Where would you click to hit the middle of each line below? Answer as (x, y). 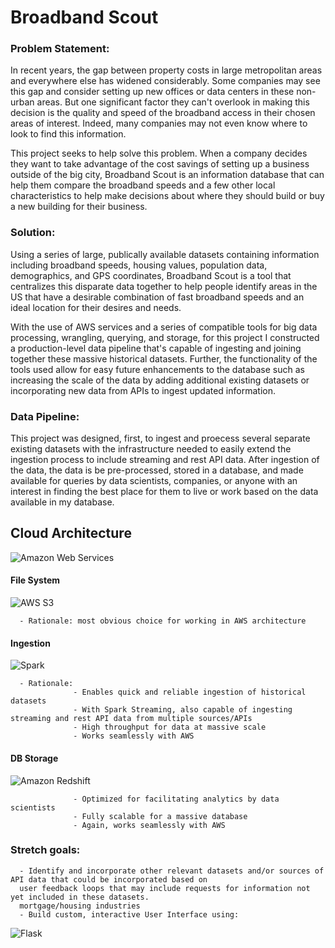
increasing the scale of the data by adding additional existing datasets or (160, 380)
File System (35, 580)
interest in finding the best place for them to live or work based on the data (164, 492)
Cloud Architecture (71, 533)
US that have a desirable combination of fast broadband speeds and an (157, 297)
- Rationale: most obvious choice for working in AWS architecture (163, 621)
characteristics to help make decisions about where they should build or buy (167, 196)
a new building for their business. (79, 207)
